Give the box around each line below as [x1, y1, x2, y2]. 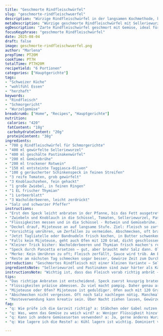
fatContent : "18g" [7, 125, 45, 130]
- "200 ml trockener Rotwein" [5, 161, 66, 166]
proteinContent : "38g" [7, 134, 53, 139]
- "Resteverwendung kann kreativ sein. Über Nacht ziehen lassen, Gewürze [5, 297, 160, 302]
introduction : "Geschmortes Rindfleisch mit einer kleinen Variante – [5, 261, 151, 265]
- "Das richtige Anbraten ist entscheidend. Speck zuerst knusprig [5, 279, 145, 284]
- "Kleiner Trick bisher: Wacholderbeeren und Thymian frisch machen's [5, 243, 153, 247]
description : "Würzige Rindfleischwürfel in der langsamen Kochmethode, [5, 16, 155, 21]
